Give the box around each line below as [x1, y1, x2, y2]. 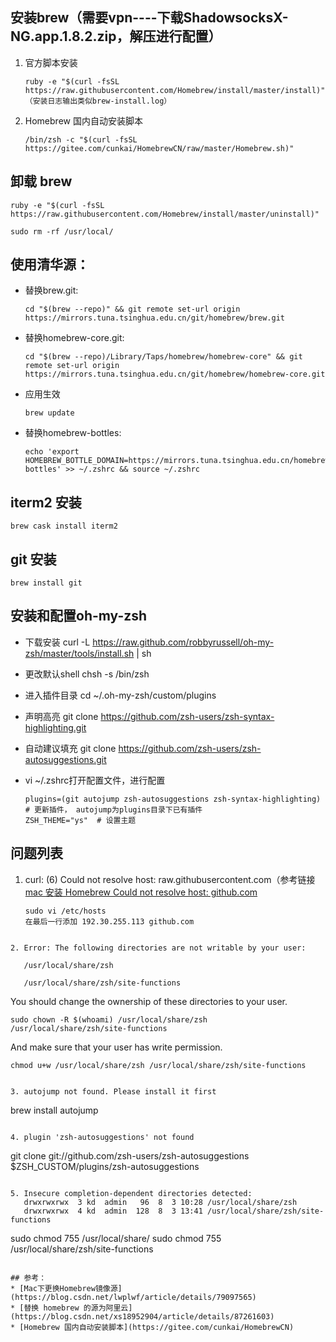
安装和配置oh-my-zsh [10, 608, 148, 625]
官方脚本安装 [24, 56, 78, 68]
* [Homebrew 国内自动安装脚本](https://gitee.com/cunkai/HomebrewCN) [10, 1322, 295, 1332]
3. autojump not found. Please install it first [10, 1086, 217, 1097]
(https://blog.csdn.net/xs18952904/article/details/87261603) [10, 1311, 275, 1322]
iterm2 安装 [10, 494, 82, 511]
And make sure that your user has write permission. [10, 1041, 223, 1053]
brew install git [10, 578, 83, 588]
